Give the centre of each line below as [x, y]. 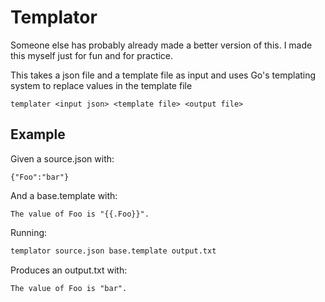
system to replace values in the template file [101, 85]
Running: [29, 232]
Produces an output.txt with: [69, 270]
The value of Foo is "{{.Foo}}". [80, 214]
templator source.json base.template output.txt [113, 251]
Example [38, 134]
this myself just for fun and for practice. [92, 55]
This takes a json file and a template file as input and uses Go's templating [163, 75]
